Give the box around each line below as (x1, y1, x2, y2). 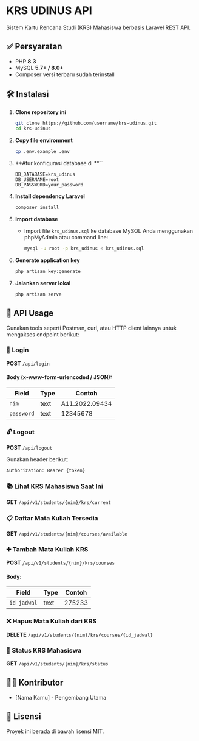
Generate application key (15, 257, 80, 264)
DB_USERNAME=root (15, 177, 59, 183)
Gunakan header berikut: (6, 456, 69, 463)
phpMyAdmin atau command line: (24, 234, 109, 241)
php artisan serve (15, 291, 62, 297)
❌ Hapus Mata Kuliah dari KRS (6, 617, 97, 625)
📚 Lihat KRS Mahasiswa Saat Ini (6, 482, 103, 491)
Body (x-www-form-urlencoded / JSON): (6, 374, 112, 381)
